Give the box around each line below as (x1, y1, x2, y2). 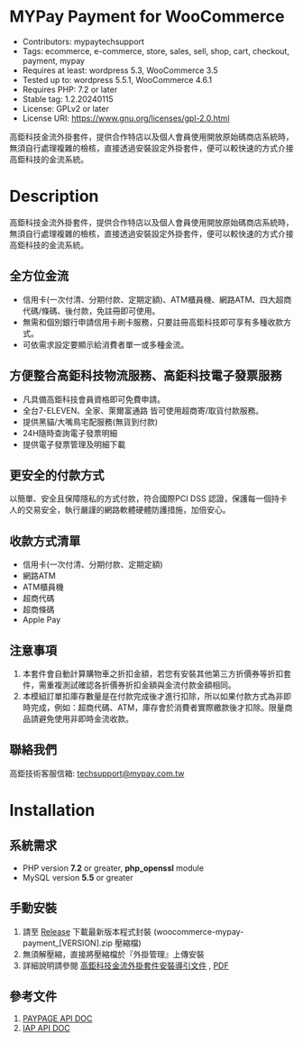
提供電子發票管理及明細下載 (22, 439, 126, 450)
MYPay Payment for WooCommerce (9, 6, 285, 27)
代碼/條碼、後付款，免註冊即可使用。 (22, 305, 161, 316)
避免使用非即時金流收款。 (38, 713, 133, 724)
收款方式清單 (9, 534, 81, 549)
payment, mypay (22, 55, 86, 66)
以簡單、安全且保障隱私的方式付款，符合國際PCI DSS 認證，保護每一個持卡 (9, 493, 288, 504)
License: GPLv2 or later (22, 103, 110, 114)
